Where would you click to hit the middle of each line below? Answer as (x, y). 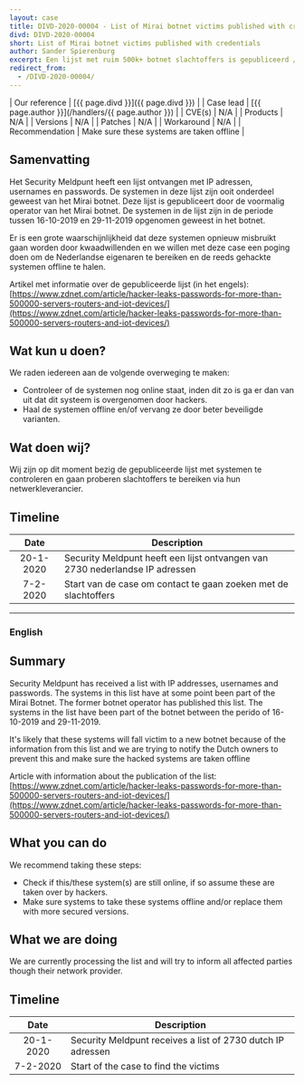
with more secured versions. (76, 911)
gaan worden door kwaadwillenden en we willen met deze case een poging (150, 247)
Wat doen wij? (50, 448)
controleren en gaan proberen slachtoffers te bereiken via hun (125, 479)
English (26, 632)
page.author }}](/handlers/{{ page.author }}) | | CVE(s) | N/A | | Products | (146, 112)
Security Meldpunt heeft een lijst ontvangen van (166, 558)
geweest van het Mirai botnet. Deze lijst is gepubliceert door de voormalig (147, 201)
